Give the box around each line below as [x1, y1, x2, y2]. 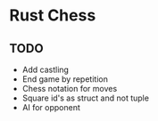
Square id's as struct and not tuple [21, 93, 150, 103]
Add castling [21, 64, 70, 75]
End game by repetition [21, 74, 109, 85]
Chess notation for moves [21, 84, 118, 93]
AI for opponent [21, 102, 80, 112]
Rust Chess [9, 5, 96, 26]
